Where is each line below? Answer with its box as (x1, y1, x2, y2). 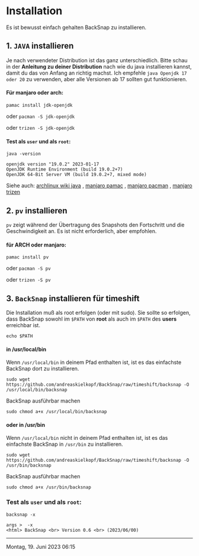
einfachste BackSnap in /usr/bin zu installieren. (6, 440, 123, 448)
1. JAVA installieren (6, 41, 74, 51)
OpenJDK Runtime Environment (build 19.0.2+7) (6, 167, 123, 172)
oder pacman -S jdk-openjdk (6, 113, 75, 120)
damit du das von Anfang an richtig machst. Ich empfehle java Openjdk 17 (6, 69, 187, 76)
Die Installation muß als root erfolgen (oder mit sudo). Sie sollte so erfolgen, (6, 309, 191, 316)
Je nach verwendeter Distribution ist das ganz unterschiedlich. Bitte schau (6, 56, 188, 63)
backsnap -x (6, 512, 36, 517)
